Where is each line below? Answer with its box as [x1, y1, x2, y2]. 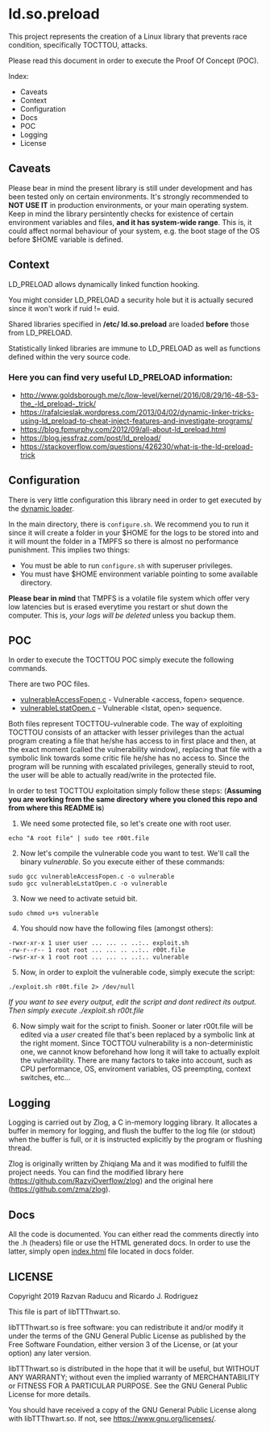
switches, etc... [19, 1073, 71, 1083]
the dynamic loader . [8, 503, 75, 513]
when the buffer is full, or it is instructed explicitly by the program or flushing [8, 1134, 263, 1145]
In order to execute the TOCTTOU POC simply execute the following [8, 655, 235, 665]
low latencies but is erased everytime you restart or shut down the [8, 601, 228, 611]
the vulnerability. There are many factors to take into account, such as [19, 1055, 253, 1065]
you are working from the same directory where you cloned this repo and [8, 795, 258, 805]
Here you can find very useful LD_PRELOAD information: [8, 372, 234, 383]
